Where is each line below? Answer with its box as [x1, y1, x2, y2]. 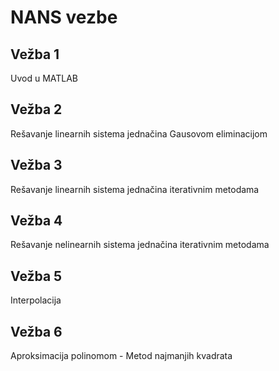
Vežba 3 [10, 157, 63, 174]
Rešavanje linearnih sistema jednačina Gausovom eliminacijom [10, 127, 268, 140]
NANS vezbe [10, 6, 118, 29]
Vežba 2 [10, 101, 63, 118]
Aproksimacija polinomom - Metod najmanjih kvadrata [10, 350, 233, 362]
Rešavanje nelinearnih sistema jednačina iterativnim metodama [10, 239, 270, 251]
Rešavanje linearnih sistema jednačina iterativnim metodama [10, 183, 260, 195]
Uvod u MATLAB [10, 72, 79, 84]
